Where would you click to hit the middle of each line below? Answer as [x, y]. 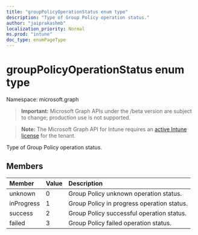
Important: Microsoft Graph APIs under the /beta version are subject [106, 111]
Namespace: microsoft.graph [43, 99]
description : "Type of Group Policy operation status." [78, 18]
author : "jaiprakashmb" [36, 23]
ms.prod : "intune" [29, 34]
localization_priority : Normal [46, 29]
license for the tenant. [48, 135]
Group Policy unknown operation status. [125, 193]
